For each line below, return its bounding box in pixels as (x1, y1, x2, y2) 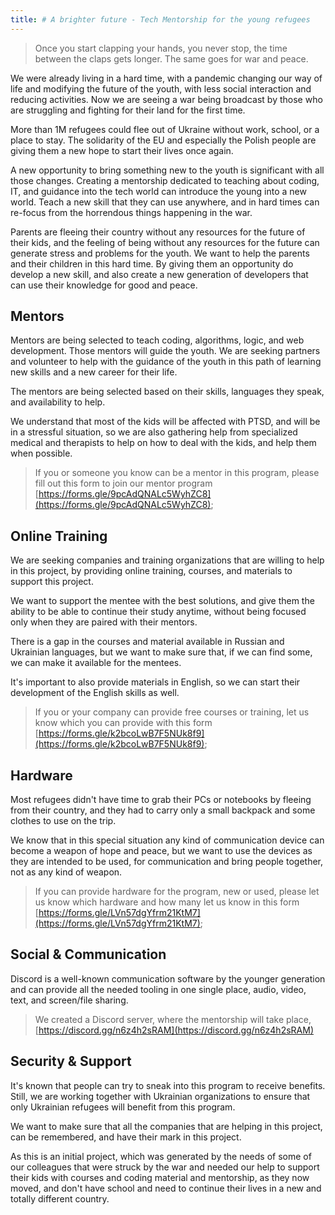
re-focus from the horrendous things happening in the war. (10, 206, 253, 218)
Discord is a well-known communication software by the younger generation (10, 972, 326, 985)
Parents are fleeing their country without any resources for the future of (10, 226, 306, 238)
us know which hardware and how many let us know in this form (34, 896, 300, 908)
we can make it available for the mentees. (10, 657, 182, 669)
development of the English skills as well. (10, 687, 180, 699)
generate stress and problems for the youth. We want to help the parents (10, 247, 310, 259)
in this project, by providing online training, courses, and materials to (10, 565, 293, 577)
